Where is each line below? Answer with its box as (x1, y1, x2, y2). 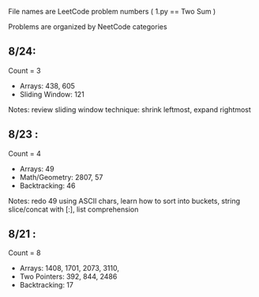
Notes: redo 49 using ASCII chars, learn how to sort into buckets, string (8, 196, 241, 205)
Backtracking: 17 (19, 280, 73, 290)
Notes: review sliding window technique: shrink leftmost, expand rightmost (8, 104, 251, 114)
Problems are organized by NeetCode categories (8, 22, 167, 31)
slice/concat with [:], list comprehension (8, 205, 139, 214)
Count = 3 (8, 66, 41, 75)
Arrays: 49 (19, 164, 54, 173)
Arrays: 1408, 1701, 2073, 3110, (19, 264, 120, 273)
